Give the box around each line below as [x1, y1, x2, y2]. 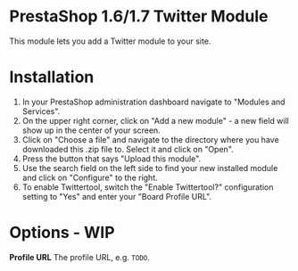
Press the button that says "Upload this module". [21, 153, 202, 164]
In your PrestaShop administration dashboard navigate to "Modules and [21, 96, 286, 107]
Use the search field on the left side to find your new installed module [21, 162, 278, 173]
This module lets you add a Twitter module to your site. [9, 36, 211, 46]
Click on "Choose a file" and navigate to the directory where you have [21, 134, 279, 144]
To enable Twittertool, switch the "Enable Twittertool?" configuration [21, 181, 274, 193]
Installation [9, 67, 95, 87]
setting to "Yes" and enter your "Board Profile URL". [21, 191, 212, 201]
